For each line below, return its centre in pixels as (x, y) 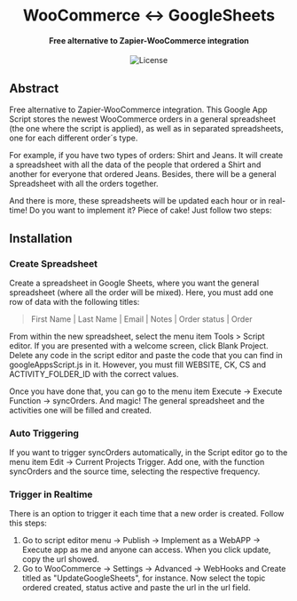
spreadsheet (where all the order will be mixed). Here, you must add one (141, 292)
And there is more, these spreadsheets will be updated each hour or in (138, 201)
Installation (41, 238)
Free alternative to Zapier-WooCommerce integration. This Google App (138, 110)
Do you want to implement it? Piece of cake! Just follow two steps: (151, 211)
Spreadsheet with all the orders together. (84, 184)
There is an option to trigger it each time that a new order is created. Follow (147, 514)
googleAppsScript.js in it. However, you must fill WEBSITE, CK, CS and (138, 365)
